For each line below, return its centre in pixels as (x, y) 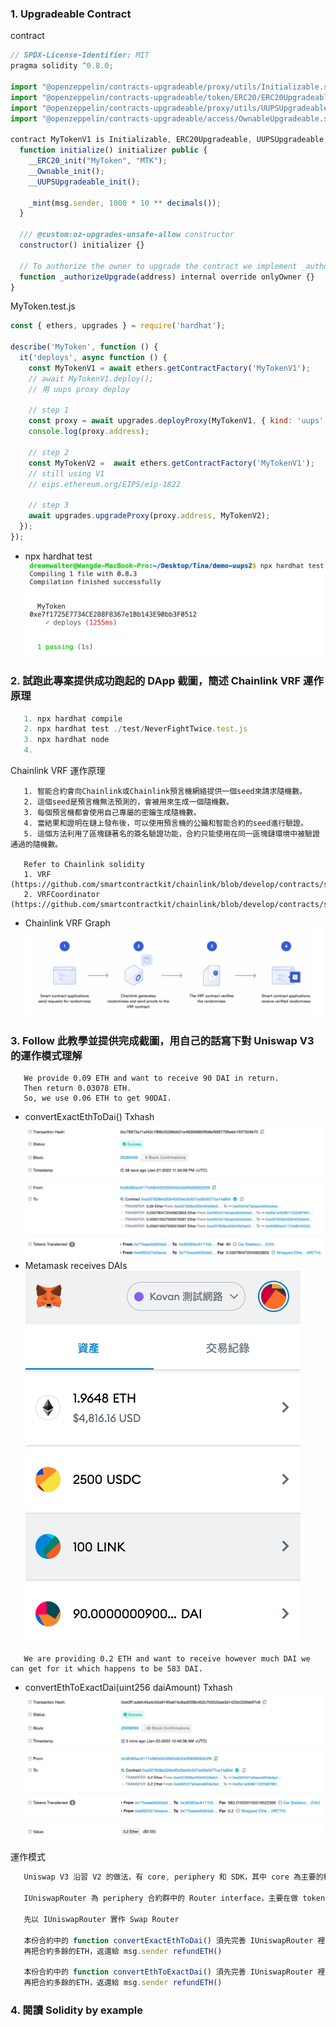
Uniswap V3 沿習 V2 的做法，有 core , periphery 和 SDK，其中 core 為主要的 (173, 1877)
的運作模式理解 (46, 1055)
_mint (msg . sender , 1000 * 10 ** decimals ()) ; (125, 203)
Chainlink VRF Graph (67, 923)
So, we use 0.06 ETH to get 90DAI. (97, 1098)
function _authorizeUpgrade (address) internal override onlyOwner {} (167, 277)
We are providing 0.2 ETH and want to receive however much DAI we (167, 1659)
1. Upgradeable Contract (71, 14)
